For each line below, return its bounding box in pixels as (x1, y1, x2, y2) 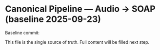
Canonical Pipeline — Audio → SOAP (5, 3, 156, 15)
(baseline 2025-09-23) (5, 14, 101, 25)
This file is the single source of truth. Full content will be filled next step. (5, 39, 150, 45)
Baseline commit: (5, 30, 40, 35)
